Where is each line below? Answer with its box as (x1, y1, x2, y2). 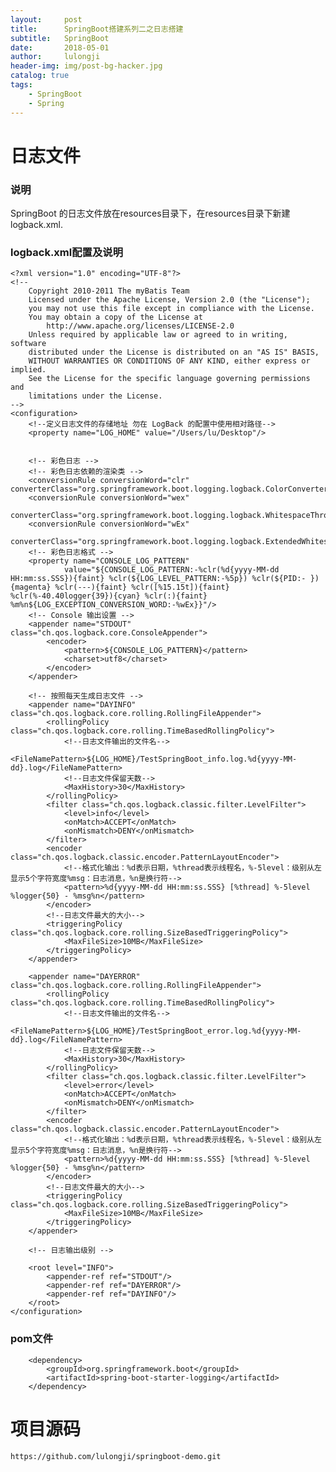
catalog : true (10, 71, 70, 81)
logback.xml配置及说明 (10, 245, 124, 259)
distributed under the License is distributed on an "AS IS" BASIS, (28, 347, 320, 358)
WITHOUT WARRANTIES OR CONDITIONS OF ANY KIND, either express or (28, 356, 311, 366)
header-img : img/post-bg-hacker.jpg (10, 61, 163, 71)
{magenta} (10, 582, 52, 593)
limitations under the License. (28, 391, 163, 401)
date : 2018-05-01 (10, 42, 110, 53)
